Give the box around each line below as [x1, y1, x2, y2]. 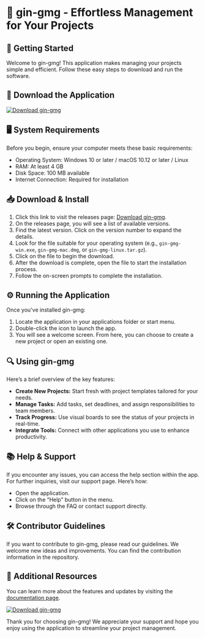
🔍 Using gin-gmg [6, 356, 75, 367]
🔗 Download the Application [6, 90, 115, 101]
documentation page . [6, 594, 61, 601]
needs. [15, 394, 33, 401]
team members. [15, 407, 55, 415]
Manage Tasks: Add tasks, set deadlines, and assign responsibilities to [15, 401, 195, 408]
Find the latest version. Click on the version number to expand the [15, 226, 182, 234]
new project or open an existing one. [15, 337, 108, 345]
